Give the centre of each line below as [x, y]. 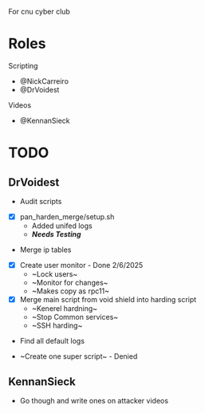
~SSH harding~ [57, 325]
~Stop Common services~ [75, 317]
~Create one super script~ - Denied [79, 356]
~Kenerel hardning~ [65, 309]
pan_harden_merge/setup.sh [67, 216]
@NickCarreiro [44, 81]
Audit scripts [41, 201]
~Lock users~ [55, 274]
